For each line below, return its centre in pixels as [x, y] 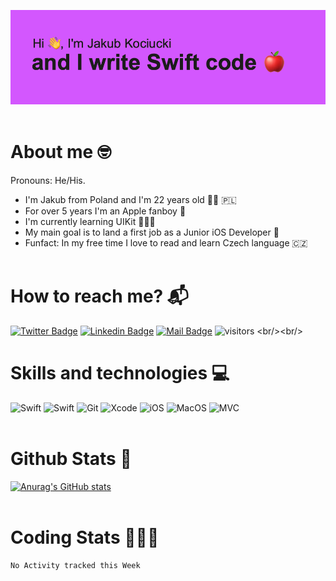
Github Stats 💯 [71, 459]
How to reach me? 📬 [99, 296]
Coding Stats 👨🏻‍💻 [85, 537]
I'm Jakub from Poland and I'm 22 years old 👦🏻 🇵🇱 [130, 200]
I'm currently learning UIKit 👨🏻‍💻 [90, 222]
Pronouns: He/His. [48, 181]
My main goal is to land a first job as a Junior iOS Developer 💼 [152, 232]
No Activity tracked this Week [75, 565]
